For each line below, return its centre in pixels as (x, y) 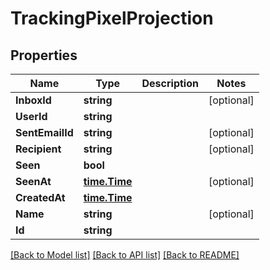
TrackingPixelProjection (112, 18)
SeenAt (33, 181)
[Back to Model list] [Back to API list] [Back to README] (125, 255)
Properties (44, 55)
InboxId (33, 100)
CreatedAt (40, 197)
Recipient (38, 149)
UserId (31, 116)
